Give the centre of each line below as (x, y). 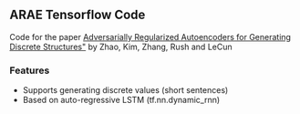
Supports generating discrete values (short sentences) (125, 90)
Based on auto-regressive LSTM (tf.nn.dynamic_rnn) (121, 100)
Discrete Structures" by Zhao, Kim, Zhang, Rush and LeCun (121, 47)
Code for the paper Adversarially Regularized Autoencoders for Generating (150, 36)
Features (30, 70)
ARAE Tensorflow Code (78, 15)
